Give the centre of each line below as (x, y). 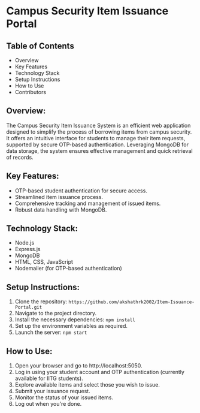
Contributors (31, 92)
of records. (20, 157)
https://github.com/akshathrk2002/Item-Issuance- (131, 302)
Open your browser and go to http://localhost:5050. (78, 366)
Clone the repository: (41, 302)
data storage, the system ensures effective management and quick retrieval (99, 150)
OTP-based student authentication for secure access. (81, 191)
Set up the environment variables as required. (71, 326)
